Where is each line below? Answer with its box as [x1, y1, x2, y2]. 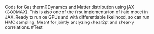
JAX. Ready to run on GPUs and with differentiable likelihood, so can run [5, 14, 150, 20]
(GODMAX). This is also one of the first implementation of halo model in [5, 9, 148, 15]
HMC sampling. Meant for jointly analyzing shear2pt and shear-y [5, 19, 134, 25]
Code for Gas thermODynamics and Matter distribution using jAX [5, 4, 135, 10]
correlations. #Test [5, 24, 43, 30]
